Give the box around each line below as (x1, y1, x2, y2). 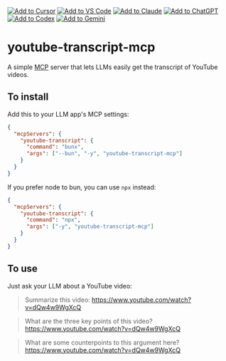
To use (7, 263, 38, 275)
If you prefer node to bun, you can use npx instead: (7, 182, 156, 192)
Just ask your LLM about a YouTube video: (7, 281, 133, 290)
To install (7, 91, 49, 103)
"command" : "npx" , (26, 216, 81, 224)
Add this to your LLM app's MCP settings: (7, 110, 129, 118)
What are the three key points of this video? (24, 317, 153, 325)
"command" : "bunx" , (26, 143, 84, 151)
